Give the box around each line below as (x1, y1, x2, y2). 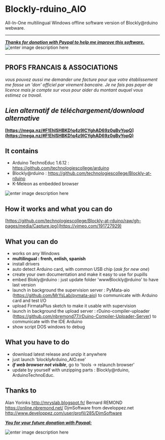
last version (12, 282, 36, 288)
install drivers (12, 261, 40, 267)
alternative (5, 114, 40, 123)
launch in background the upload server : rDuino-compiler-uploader (12, 308, 150, 314)
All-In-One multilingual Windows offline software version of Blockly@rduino (5, 20, 158, 26)
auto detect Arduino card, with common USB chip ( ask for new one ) (12, 266, 150, 272)
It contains (5, 147, 38, 155)
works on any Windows (12, 251, 60, 256)
